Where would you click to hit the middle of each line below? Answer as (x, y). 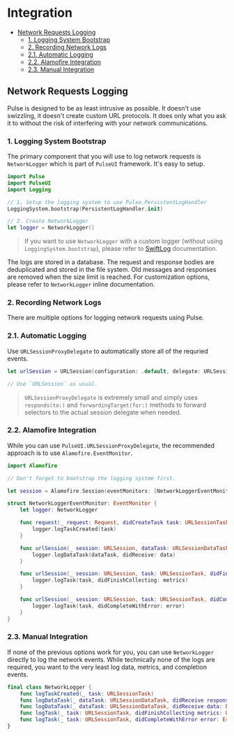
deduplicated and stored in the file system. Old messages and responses (112, 270)
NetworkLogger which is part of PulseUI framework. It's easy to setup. (106, 164)
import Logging (29, 189)
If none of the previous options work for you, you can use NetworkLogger (111, 652)
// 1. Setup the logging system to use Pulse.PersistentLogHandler (107, 202)
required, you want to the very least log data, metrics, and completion (107, 667)
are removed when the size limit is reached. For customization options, (109, 277)
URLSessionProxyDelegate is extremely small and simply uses (111, 397)
